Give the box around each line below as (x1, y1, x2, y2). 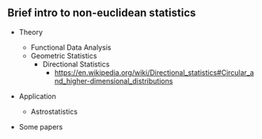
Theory (18, 27, 44, 36)
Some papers (18, 122, 63, 131)
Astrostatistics (30, 107, 78, 116)
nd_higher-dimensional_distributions (54, 76, 173, 85)
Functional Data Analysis (30, 43, 112, 52)
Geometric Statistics (30, 51, 97, 60)
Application (18, 91, 57, 101)
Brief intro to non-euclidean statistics (7, 6, 196, 20)
